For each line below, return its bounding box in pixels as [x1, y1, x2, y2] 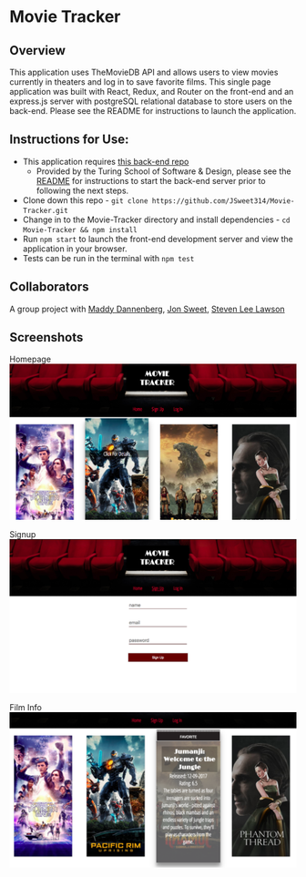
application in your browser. [22, 243, 127, 254]
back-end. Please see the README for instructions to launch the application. [9, 106, 297, 116]
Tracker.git [22, 206, 68, 215]
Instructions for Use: [9, 132, 129, 148]
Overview [9, 43, 66, 58]
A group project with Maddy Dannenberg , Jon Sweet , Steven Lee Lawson [9, 303, 285, 314]
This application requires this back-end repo [22, 156, 189, 167]
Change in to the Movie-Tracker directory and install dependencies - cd [22, 214, 291, 225]
